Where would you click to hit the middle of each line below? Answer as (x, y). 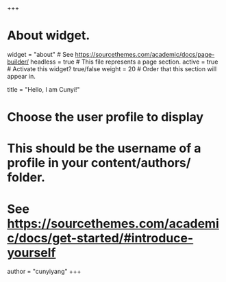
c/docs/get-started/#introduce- (100, 238)
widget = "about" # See (40, 54)
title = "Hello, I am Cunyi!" (43, 89)
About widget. (49, 36)
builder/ (18, 62)
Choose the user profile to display (105, 117)
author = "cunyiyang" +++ (44, 272)
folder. (26, 178)
